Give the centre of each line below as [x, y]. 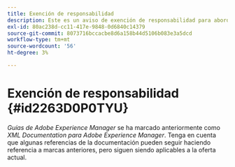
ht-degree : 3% [28, 53]
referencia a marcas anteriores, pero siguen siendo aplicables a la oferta [112, 150]
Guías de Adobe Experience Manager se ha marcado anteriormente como [114, 127]
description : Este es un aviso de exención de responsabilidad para [109, 20]
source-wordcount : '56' [42, 46]
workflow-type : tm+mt [39, 40]
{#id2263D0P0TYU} [68, 108]
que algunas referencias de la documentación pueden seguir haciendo [109, 142]
